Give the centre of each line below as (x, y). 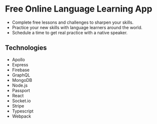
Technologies (26, 48)
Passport (21, 90)
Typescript (23, 111)
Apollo (18, 60)
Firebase (21, 70)
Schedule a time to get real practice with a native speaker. (70, 32)
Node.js (20, 85)
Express (20, 64)
